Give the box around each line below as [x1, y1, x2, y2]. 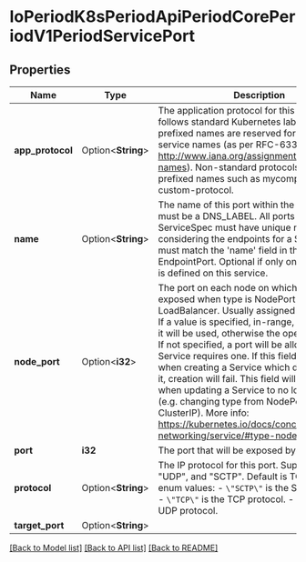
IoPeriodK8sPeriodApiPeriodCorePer [9, 6, 296, 27]
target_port [14, 519, 65, 531]
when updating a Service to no [158, 384, 290, 396]
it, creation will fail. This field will [158, 373, 296, 385]
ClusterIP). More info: [158, 406, 250, 419]
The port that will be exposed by [158, 444, 296, 457]
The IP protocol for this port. [158, 459, 279, 471]
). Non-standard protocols [186, 161, 301, 174]
